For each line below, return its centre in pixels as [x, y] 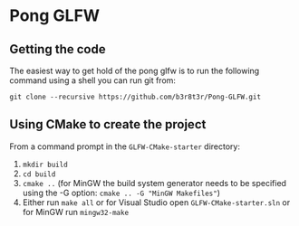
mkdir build [45, 165]
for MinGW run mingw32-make [76, 212]
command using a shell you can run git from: [93, 80]
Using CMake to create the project [108, 124]
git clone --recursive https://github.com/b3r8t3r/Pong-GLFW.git [135, 97]
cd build [39, 174]
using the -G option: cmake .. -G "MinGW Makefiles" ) [121, 193]
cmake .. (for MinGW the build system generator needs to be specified [154, 183]
